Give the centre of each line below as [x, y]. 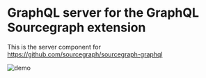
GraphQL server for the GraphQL [103, 13]
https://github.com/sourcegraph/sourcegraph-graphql [85, 54]
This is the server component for [54, 47]
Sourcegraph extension [77, 28]
